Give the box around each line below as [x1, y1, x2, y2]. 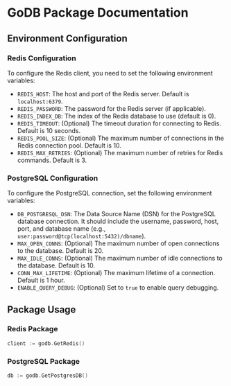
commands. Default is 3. [17, 156, 87, 164]
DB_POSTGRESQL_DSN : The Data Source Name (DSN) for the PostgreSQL [17, 210, 216, 218]
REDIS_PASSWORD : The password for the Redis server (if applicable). [17, 104, 207, 112]
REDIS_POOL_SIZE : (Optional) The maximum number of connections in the [17, 134, 224, 142]
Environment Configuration [7, 33, 128, 44]
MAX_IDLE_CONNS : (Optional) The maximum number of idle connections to [17, 254, 223, 263]
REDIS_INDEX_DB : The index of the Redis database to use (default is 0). [17, 112, 216, 120]
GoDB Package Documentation [7, 5, 189, 21]
